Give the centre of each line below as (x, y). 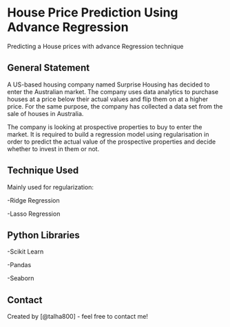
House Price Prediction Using (93, 13)
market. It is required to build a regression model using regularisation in (108, 134)
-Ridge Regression (33, 200)
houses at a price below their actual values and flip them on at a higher (108, 99)
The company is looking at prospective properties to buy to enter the (105, 127)
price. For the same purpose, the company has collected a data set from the (115, 106)
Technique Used (43, 171)
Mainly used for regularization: (51, 187)
